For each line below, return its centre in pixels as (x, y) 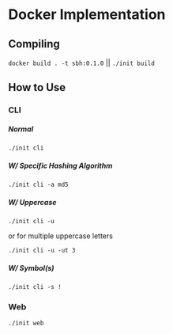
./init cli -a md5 (38, 185)
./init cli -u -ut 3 (42, 251)
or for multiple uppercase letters (60, 236)
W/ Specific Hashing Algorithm (60, 165)
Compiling (34, 44)
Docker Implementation (87, 15)
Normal (21, 129)
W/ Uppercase (32, 202)
